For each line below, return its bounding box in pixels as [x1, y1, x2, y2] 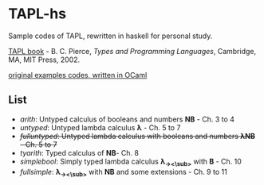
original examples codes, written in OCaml [8, 70, 148, 79]
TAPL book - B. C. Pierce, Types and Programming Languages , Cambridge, [8, 46, 257, 56]
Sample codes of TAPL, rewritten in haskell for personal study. [8, 31, 213, 40]
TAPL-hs [8, 5, 66, 23]
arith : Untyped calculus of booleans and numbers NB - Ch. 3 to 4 [19, 114, 235, 124]
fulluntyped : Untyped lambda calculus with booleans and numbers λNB [19, 131, 255, 141]
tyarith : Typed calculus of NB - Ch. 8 [19, 148, 140, 157]
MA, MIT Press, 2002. [8, 55, 81, 64]
